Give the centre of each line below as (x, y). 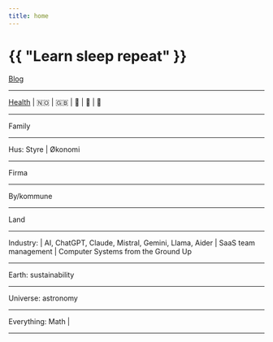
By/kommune (30, 196)
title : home (28, 16)
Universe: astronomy (43, 298)
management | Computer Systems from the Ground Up (100, 251)
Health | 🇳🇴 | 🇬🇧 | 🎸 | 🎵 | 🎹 (55, 102)
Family (19, 126)
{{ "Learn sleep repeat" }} (97, 56)
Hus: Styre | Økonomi (44, 149)
